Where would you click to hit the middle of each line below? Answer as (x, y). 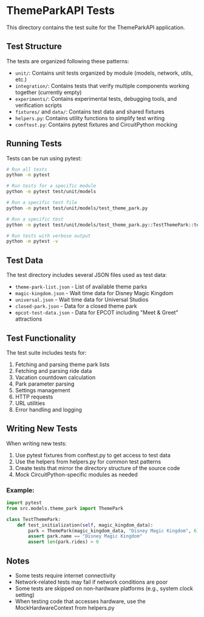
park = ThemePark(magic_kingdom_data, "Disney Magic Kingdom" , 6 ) (114, 531)
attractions (29, 319)
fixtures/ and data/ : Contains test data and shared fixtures (90, 111)
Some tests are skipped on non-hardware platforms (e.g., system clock (104, 588)
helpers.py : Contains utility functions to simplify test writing (90, 118)
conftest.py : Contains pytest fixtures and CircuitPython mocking (96, 124)
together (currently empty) (48, 92)
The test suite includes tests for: (46, 352)
